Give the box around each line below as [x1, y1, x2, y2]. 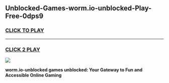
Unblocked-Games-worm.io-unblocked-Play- [5, 4, 152, 13]
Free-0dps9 [5, 12, 44, 21]
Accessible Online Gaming [5, 72, 62, 78]
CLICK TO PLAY [5, 27, 44, 34]
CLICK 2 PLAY [5, 46, 40, 53]
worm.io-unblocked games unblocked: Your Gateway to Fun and [5, 66, 143, 72]
